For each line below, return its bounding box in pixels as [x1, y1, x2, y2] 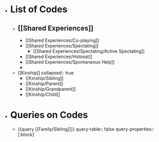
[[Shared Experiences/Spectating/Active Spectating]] [33, 48, 145, 54]
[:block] [17, 131, 34, 137]
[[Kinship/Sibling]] [25, 75, 64, 81]
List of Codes [10, 4, 68, 15]
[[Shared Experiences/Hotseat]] [25, 53, 93, 60]
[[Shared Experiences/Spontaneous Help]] [25, 59, 115, 65]
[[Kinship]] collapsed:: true [17, 70, 74, 76]
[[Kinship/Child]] [25, 92, 60, 97]
